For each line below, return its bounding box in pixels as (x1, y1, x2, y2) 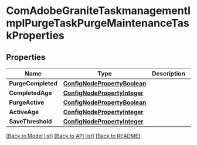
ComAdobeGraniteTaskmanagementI (6, 4, 191, 18)
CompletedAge (9, 89, 52, 97)
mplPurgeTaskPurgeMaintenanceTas (6, 16, 189, 30)
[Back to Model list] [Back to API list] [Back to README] (6, 133, 141, 139)
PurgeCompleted (9, 80, 57, 87)
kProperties (6, 29, 64, 42)
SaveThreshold (9, 118, 52, 125)
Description (151, 70, 186, 77)
